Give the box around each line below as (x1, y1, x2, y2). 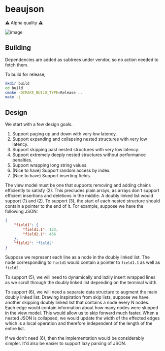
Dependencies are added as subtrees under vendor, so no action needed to (5, 57, 159, 63)
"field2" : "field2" (14, 241, 54, 246)
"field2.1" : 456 (23, 231, 56, 237)
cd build (5, 85, 23, 91)
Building (5, 43, 31, 52)
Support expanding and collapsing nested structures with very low (12, 136, 148, 142)
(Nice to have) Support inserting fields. (12, 173, 91, 179)
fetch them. (5, 62, 29, 67)
